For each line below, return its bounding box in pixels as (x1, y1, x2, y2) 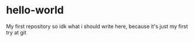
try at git (6, 29, 26, 36)
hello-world (6, 3, 64, 17)
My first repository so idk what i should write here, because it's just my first (6, 23, 188, 30)
